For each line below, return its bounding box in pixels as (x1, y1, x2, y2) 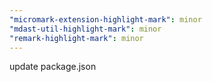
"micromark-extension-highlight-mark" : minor (9, 14, 202, 25)
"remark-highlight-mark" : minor (9, 33, 144, 43)
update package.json (9, 61, 97, 73)
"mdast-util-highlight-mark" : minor (9, 24, 162, 34)
